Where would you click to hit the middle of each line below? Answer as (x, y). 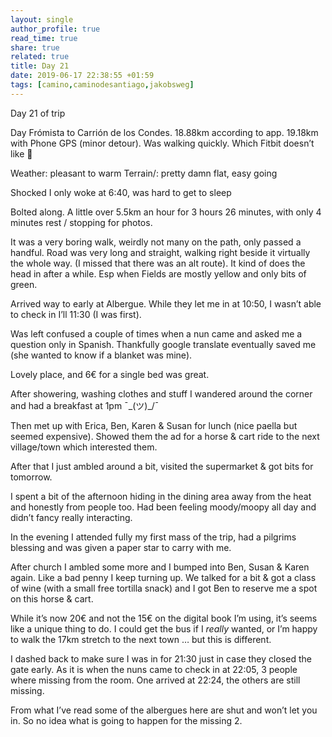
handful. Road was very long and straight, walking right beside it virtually (160, 252)
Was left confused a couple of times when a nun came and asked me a (156, 333)
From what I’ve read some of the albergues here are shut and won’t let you (164, 710)
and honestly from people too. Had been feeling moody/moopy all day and (163, 507)
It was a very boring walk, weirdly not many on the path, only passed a (156, 242)
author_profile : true (55, 29)
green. (24, 284)
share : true (35, 47)
